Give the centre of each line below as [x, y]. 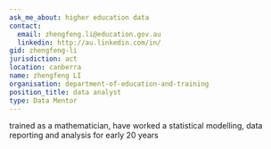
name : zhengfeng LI [45, 76]
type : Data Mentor [43, 100]
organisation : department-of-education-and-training [109, 84]
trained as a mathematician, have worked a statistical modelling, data [136, 126]
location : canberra [45, 68]
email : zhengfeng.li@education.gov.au [90, 34]
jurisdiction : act [43, 59]
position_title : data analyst [66, 92]
